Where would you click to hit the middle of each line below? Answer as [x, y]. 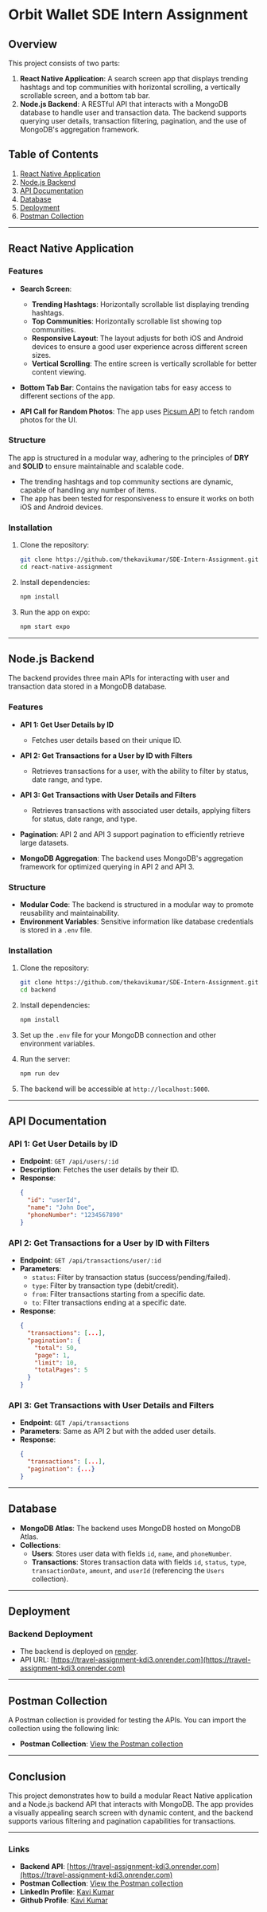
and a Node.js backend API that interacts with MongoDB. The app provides [131, 1804]
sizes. [41, 355]
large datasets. [44, 842]
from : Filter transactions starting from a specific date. [118, 1294]
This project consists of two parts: [64, 63]
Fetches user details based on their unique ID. [107, 740]
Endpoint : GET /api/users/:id [69, 1161]
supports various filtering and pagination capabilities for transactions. [122, 1821]
